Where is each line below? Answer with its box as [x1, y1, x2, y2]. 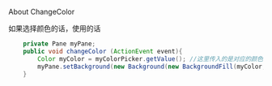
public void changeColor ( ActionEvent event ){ [23, 47, 183, 55]
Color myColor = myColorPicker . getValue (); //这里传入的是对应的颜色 [37, 54, 264, 63]
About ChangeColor [8, 7, 75, 16]
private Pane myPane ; [23, 40, 96, 48]
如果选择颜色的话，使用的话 [8, 24, 101, 33]
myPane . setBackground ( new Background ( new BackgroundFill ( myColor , [37, 62, 266, 71]
